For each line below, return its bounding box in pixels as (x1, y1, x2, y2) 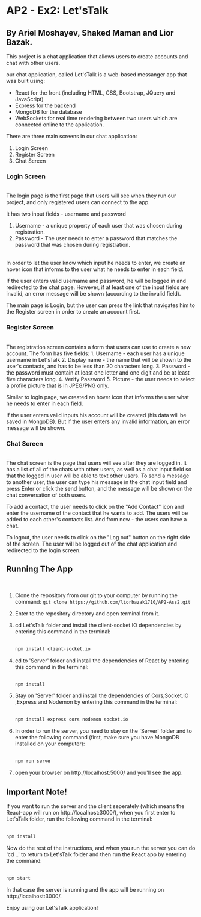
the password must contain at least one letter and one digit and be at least (6, 368, 190, 376)
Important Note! (6, 786, 67, 797)
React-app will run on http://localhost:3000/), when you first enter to (6, 809, 176, 816)
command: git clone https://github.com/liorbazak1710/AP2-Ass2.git (14, 598, 191, 605)
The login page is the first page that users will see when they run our (6, 192, 176, 199)
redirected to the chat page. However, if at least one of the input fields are (6, 284, 189, 291)
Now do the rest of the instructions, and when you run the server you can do (6, 844, 196, 851)
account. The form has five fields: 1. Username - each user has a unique (6, 350, 185, 357)
